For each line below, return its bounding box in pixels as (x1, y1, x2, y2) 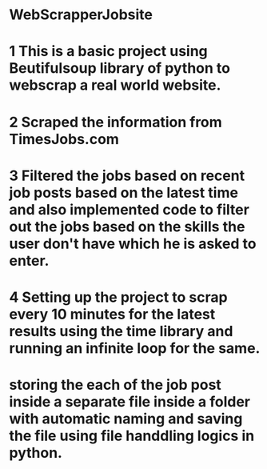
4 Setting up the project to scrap (9, 288, 228, 306)
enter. (9, 251, 50, 270)
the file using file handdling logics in (9, 427, 255, 445)
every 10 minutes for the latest (9, 305, 216, 323)
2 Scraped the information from (9, 113, 222, 131)
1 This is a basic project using (9, 42, 209, 61)
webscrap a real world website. (9, 76, 221, 94)
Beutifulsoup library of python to (9, 59, 231, 78)
